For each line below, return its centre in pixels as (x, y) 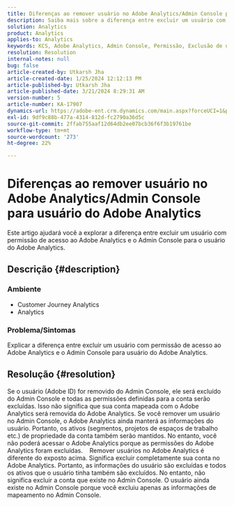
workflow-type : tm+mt (39, 130)
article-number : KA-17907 (45, 105)
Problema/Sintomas (41, 330)
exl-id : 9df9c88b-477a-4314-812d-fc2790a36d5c (76, 117)
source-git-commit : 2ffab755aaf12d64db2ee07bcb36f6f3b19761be (99, 124)
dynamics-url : (28, 111)
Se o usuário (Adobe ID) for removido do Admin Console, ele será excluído (114, 391)
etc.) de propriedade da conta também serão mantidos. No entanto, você (112, 436)
